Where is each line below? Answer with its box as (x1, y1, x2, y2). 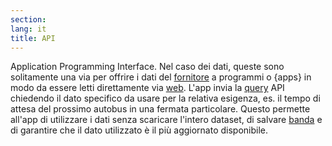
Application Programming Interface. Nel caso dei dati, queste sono (10, 61, 285, 73)
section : (10, 14, 47, 25)
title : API (10, 33, 56, 43)
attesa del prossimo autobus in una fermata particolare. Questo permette (10, 103, 311, 115)
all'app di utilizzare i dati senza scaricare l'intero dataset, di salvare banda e (10, 114, 323, 126)
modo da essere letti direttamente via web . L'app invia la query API (10, 82, 285, 94)
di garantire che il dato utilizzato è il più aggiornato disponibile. (10, 124, 269, 136)
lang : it (10, 24, 47, 34)
